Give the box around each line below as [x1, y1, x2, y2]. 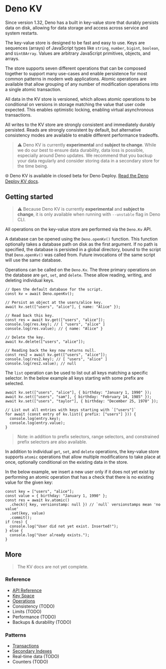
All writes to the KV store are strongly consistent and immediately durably [5, 122, 155, 128]
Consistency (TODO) [12, 603, 55, 609]
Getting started [5, 193, 54, 201]
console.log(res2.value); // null [5, 361, 77, 366]
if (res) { [5, 519, 28, 525]
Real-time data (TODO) [12, 654, 59, 660]
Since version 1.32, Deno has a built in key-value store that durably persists [5, 19, 159, 25]
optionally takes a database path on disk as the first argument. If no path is [5, 241, 158, 247]
